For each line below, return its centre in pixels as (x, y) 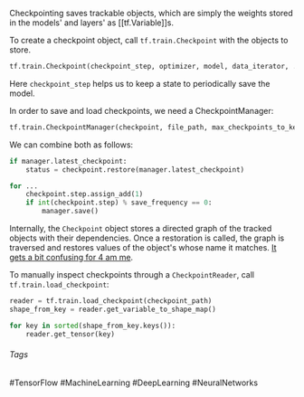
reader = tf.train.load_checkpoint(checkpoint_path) (111, 301)
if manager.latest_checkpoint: (68, 161)
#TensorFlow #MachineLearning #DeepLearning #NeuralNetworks (134, 383)
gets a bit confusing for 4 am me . (71, 257)
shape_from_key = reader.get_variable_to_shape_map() (113, 309)
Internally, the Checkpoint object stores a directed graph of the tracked (141, 228)
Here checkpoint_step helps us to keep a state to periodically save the (140, 83)
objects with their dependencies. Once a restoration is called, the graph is (147, 238)
